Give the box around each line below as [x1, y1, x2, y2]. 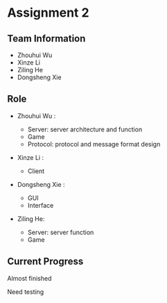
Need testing [7, 287, 44, 296]
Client [27, 167, 45, 175]
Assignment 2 [7, 5, 89, 21]
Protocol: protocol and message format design [27, 140, 161, 148]
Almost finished [7, 274, 52, 282]
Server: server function [27, 228, 94, 236]
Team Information [7, 33, 86, 44]
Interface [27, 201, 54, 209]
